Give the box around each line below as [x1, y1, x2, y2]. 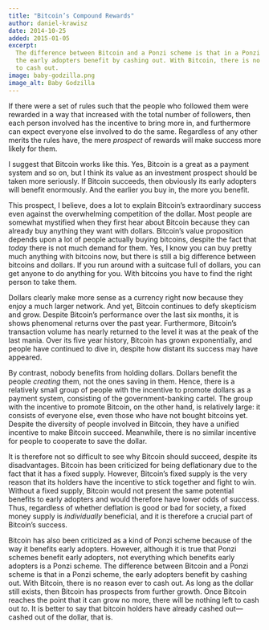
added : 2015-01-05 [8, 34, 70, 43]
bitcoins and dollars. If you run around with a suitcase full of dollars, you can [8, 260, 261, 270]
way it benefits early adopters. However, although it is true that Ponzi [8, 543, 237, 554]
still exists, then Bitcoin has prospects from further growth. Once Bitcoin [8, 587, 247, 596]
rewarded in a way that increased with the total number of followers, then [8, 109, 251, 119]
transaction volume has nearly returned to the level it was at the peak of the [8, 327, 259, 336]
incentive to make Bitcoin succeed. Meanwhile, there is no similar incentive [8, 427, 257, 437]
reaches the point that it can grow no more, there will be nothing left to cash [8, 595, 259, 604]
